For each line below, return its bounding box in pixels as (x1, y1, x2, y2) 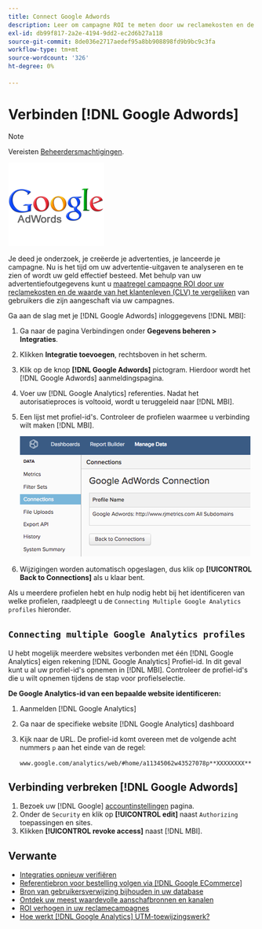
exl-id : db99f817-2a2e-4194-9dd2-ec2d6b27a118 (8, 29, 163, 37)
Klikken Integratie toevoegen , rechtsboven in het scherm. (19, 350, 208, 359)
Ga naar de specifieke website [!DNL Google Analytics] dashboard (19, 719, 235, 729)
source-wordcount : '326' (8, 54, 89, 62)
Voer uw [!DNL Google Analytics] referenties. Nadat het (19, 388, 199, 398)
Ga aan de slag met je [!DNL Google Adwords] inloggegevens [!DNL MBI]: (8, 310, 246, 320)
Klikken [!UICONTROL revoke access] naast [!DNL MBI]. (19, 826, 202, 836)
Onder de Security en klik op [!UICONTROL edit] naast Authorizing (19, 810, 238, 819)
